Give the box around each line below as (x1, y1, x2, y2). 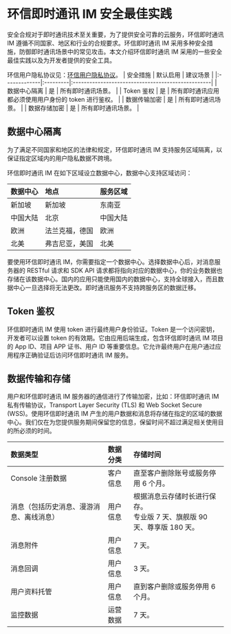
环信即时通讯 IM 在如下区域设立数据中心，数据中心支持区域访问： (7, 168, 192, 177)
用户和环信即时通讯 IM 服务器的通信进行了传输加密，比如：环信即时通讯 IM (7, 393, 219, 401)
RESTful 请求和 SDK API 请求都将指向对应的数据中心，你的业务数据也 (26, 266, 223, 274)
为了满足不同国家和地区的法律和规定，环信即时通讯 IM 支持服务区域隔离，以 (7, 145, 223, 153)
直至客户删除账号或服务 (133, 468, 210, 478)
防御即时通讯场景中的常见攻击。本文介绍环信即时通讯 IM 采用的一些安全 (19, 47, 223, 56)
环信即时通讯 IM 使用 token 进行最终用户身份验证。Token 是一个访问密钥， (7, 325, 219, 334)
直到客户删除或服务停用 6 (133, 582, 216, 591)
